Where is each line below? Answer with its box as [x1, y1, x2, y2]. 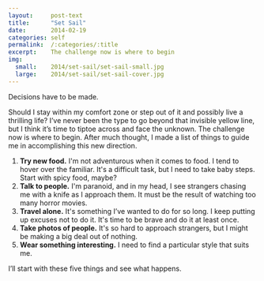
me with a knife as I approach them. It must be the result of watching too [19, 189, 257, 199]
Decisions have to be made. [8, 92, 99, 101]
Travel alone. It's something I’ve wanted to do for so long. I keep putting [19, 206, 255, 215]
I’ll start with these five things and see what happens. [8, 264, 182, 273]
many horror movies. [19, 198, 88, 208]
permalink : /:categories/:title [8, 41, 119, 49]
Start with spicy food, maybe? [19, 173, 117, 182]
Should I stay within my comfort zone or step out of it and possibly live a [8, 107, 243, 117]
